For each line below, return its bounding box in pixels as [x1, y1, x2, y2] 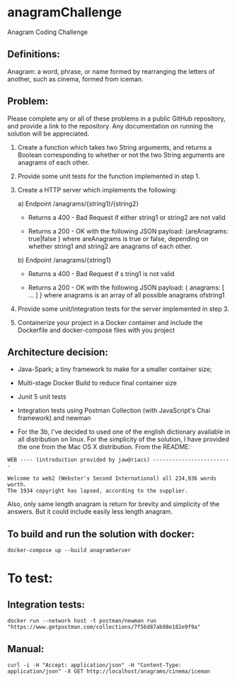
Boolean [17, 150, 42, 159]
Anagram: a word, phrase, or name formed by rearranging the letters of [7, 67, 215, 75]
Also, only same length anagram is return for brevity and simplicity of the [7, 500, 220, 508]
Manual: [7, 643, 45, 655]
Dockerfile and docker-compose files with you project [17, 326, 175, 334]
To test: [7, 571, 53, 586]
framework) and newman [17, 414, 91, 422]
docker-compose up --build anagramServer [7, 547, 132, 554]
